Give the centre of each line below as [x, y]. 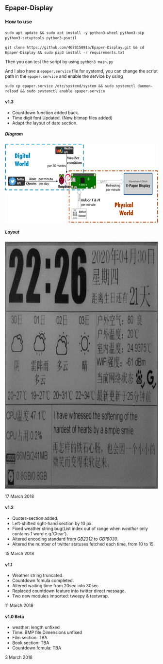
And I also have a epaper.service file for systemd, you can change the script [81, 71]
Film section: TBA [30, 638]
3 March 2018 [19, 657]
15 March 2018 [20, 554]
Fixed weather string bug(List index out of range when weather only [80, 528]
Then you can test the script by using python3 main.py [59, 61]
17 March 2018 [20, 496]
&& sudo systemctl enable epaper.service [63, 91]
